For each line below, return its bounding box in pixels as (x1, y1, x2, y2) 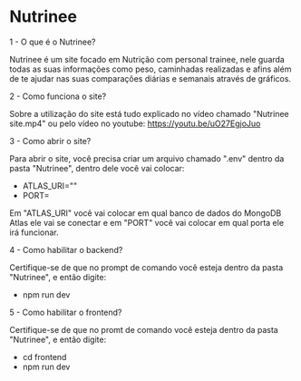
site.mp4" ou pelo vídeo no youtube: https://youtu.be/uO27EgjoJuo (9, 118, 261, 129)
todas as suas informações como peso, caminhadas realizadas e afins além (9, 63, 292, 74)
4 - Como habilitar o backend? (9, 244, 123, 255)
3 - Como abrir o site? (9, 135, 92, 146)
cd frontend (22, 351, 67, 362)
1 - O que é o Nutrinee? (9, 36, 96, 47)
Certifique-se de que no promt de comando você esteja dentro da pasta (9, 324, 278, 335)
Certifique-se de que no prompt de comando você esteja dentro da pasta (9, 261, 284, 273)
